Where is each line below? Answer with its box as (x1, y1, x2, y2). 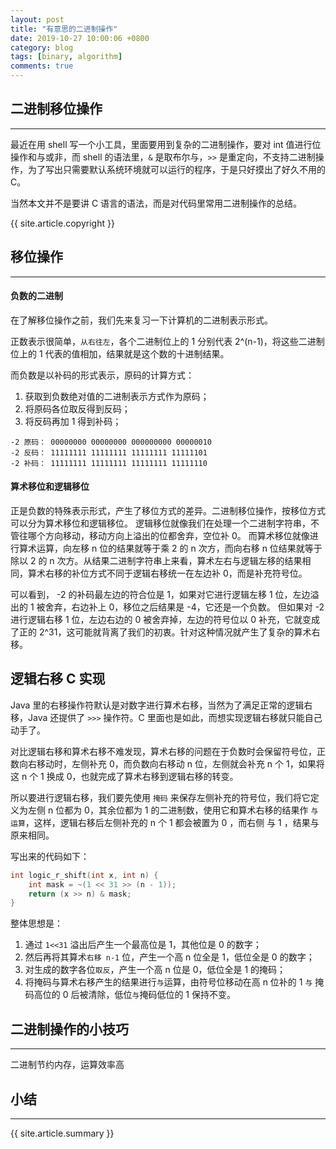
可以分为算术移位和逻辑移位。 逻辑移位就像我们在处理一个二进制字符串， (10, 517, 311, 530)
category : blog (10, 42, 74, 53)
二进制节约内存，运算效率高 (10, 1059, 125, 1071)
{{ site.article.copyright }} (10, 217, 115, 229)
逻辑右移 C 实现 (10, 671, 106, 688)
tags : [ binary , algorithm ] (10, 52, 123, 62)
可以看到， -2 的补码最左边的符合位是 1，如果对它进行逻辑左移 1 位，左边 (10, 589, 311, 601)
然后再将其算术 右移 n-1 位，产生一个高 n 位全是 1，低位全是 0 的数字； (24, 951, 315, 963)
